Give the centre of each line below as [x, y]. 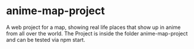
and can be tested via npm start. [46, 40]
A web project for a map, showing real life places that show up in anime [93, 27]
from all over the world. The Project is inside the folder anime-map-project [97, 33]
